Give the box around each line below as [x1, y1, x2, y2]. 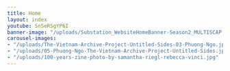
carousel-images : [7, 35, 57, 42]
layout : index [7, 16, 48, 23]
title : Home [7, 9, 41, 17]
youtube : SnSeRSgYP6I [7, 22, 69, 29]
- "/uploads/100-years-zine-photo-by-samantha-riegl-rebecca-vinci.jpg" [7, 54, 219, 61]
